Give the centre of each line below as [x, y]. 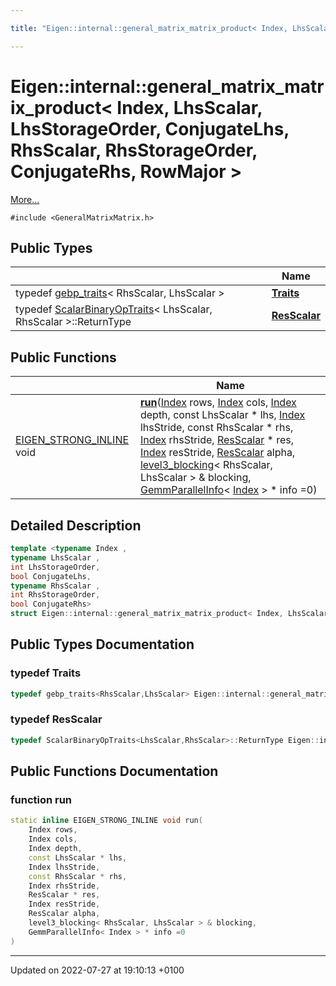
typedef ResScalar [56, 719]
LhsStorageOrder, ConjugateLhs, [150, 128]
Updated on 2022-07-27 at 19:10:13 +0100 [97, 970]
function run [41, 800]
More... [25, 199]
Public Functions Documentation [114, 771]
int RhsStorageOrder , [55, 595]
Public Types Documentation [102, 644]
